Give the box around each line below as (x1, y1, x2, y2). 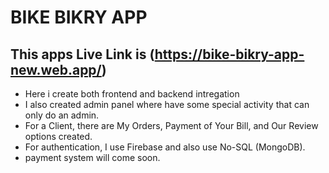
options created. (24, 131, 93, 142)
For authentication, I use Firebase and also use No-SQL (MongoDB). (24, 141, 306, 153)
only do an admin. (24, 109, 100, 121)
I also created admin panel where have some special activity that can (24, 99, 310, 110)
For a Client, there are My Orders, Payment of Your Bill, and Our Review (24, 120, 319, 131)
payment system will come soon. (24, 152, 161, 163)
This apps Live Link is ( (10, 46, 155, 63)
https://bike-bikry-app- (154, 46, 305, 63)
